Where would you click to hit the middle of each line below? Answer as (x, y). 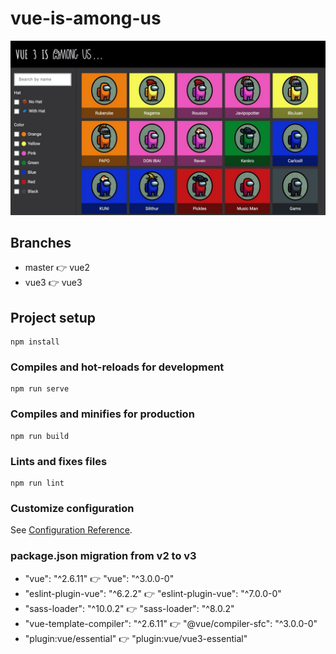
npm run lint (37, 483)
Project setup (53, 317)
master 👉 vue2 (57, 268)
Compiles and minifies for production (102, 414)
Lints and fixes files (59, 461)
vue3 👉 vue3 (53, 283)
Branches (41, 242)
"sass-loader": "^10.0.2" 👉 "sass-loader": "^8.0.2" (129, 608)
